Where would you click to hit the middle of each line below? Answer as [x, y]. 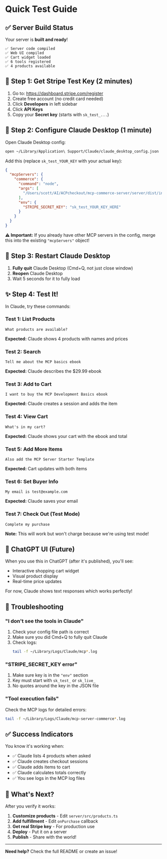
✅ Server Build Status [39, 28]
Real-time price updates [37, 581]
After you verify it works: [31, 806]
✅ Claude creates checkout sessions [50, 761]
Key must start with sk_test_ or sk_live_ [54, 681]
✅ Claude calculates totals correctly [49, 773]
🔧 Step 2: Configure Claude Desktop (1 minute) [79, 130]
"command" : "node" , [38, 184]
